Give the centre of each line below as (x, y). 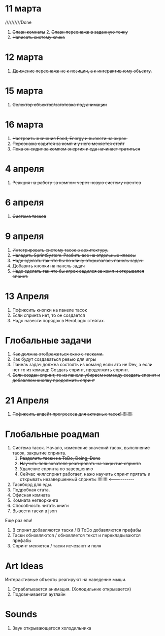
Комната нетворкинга (35, 500)
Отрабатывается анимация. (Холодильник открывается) (72, 589)
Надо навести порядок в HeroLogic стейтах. (59, 320)
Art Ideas (24, 566)
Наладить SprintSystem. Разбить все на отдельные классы (74, 255)
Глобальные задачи (49, 340)
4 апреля (25, 169)
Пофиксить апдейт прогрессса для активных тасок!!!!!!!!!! (72, 414)
